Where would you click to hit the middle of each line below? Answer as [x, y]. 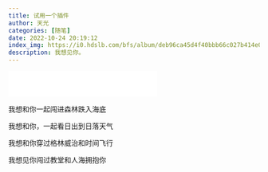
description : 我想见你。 [47, 53]
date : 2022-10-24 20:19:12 [53, 38]
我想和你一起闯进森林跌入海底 [57, 109]
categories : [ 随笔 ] [39, 30]
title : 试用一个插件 [39, 16]
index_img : [26, 45]
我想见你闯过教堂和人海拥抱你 [57, 160]
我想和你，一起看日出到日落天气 [61, 126]
